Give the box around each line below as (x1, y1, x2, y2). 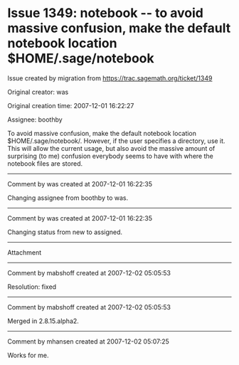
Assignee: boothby (7, 115, 63, 124)
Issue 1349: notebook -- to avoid (7, 5, 204, 21)
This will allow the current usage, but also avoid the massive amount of (7, 144, 216, 152)
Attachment (7, 248, 42, 257)
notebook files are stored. (7, 159, 83, 168)
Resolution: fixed (7, 282, 57, 291)
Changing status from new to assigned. (7, 228, 123, 236)
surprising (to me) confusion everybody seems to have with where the (7, 152, 213, 160)
